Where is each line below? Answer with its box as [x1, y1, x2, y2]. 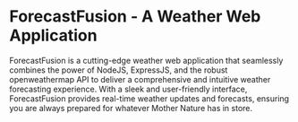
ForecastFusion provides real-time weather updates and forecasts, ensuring [9, 92, 289, 104]
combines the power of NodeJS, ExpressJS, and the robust [9, 65, 228, 75]
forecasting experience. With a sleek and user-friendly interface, [9, 83, 248, 94]
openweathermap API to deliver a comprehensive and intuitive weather [9, 74, 271, 84]
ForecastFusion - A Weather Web [9, 6, 261, 27]
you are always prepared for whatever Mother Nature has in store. [9, 102, 253, 113]
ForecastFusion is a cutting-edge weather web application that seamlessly [9, 55, 284, 65]
